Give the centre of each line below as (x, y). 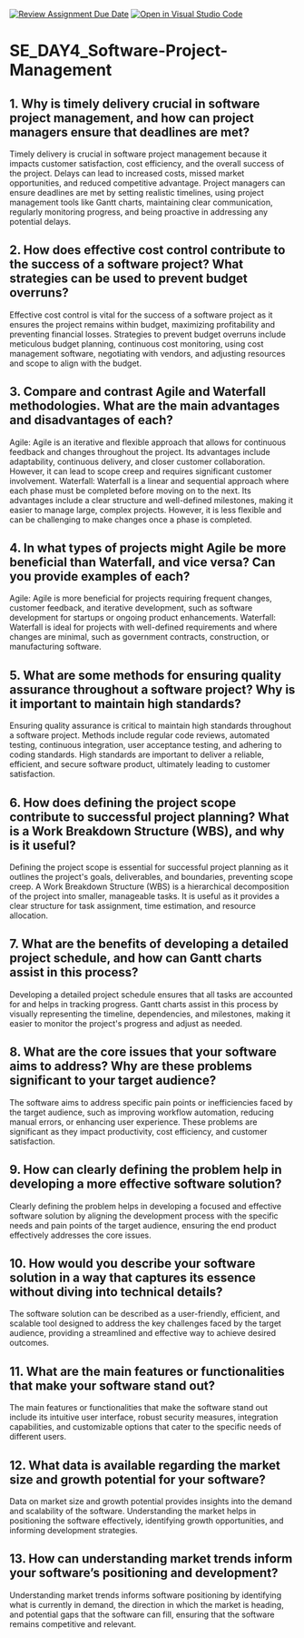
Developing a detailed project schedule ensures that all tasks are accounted (151, 994)
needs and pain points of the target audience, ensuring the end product (143, 1225)
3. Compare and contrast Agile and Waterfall (137, 392)
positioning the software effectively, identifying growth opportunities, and (147, 1521)
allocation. (29, 915)
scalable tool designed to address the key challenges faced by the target (145, 1323)
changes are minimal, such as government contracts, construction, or (139, 637)
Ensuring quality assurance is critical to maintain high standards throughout (151, 726)
